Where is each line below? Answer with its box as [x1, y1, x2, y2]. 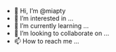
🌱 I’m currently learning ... [13, 22, 89, 30]
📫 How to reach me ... [13, 37, 79, 45]
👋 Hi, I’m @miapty [13, 7, 66, 15]
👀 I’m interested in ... [13, 14, 74, 22]
